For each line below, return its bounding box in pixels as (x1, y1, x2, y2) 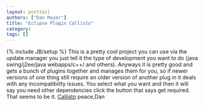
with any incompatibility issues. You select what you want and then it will (6, 80, 189, 88)
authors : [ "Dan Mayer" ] (6, 15, 67, 21)
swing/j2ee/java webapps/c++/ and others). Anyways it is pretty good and (6, 61, 193, 68)
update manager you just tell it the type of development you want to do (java (6, 55, 198, 62)
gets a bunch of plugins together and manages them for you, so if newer (6, 67, 188, 75)
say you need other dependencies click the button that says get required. (6, 87, 191, 94)
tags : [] (6, 31, 29, 38)
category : (6, 25, 32, 32)
